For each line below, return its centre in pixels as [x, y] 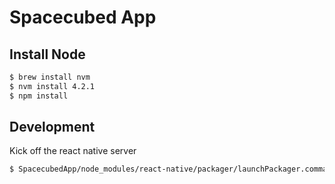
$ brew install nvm [50, 77]
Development [52, 127]
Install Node [47, 54]
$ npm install [39, 96]
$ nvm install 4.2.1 [52, 86]
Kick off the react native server [73, 151]
